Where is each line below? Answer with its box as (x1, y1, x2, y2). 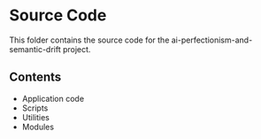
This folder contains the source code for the (9, 35, 170, 45)
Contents (9, 70, 62, 85)
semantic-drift (9, 43, 62, 54)
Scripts (21, 103, 49, 113)
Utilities (21, 112, 50, 122)
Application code (21, 93, 85, 104)
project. (62, 43, 91, 54)
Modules (21, 121, 55, 132)
